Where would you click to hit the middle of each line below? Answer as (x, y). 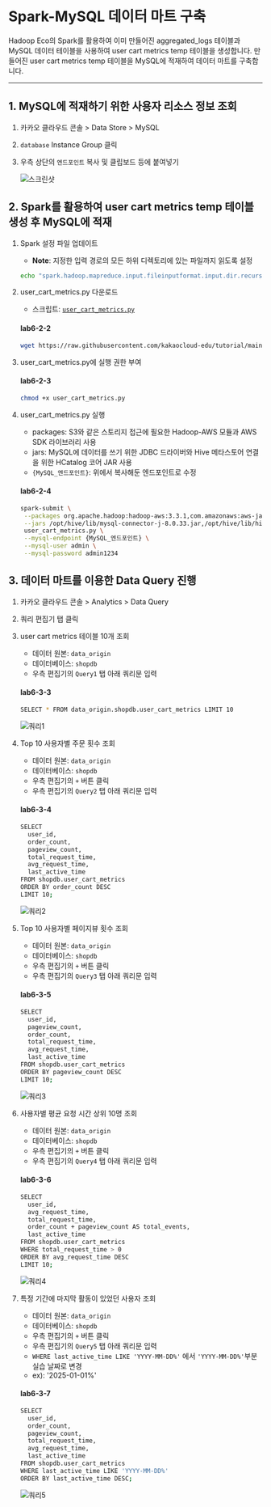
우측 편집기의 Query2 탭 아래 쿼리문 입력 (94, 790)
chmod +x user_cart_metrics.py (73, 398)
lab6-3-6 (35, 1180)
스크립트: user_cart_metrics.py (83, 309)
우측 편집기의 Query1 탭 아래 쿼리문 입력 (94, 673)
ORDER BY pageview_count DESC (71, 1072)
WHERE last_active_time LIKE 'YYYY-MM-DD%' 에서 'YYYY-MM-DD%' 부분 (145, 1356)
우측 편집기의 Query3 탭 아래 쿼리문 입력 (94, 976)
